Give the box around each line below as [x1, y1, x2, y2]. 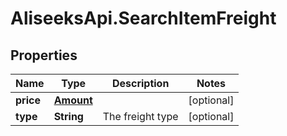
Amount [53, 93, 93, 107]
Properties [10, 47, 78, 64]
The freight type [102, 110, 179, 123]
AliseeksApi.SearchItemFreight [10, 7, 277, 30]
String [53, 110, 84, 123]
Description [111, 77, 170, 90]
